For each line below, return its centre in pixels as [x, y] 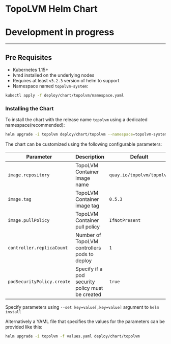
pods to [85, 254]
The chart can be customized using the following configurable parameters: [84, 144]
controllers [88, 247]
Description [90, 156]
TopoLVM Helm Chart [51, 9]
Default [139, 156]
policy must [89, 288]
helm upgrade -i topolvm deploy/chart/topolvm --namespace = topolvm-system [86, 134]
